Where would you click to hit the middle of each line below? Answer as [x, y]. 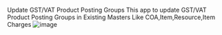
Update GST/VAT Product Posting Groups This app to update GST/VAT [107, 10]
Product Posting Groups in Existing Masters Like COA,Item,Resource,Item [111, 17]
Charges [19, 24]
